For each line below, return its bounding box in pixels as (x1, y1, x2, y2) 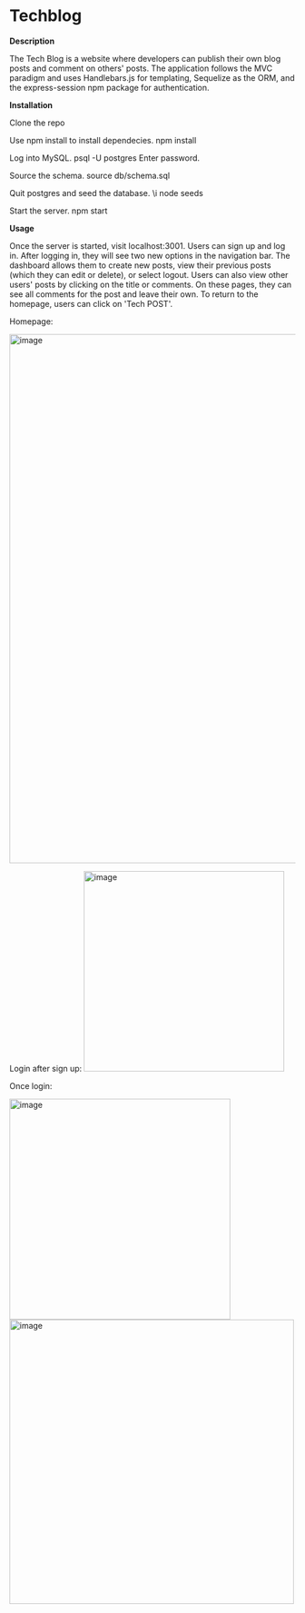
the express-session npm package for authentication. (9, 82, 211, 93)
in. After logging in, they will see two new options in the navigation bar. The (9, 250, 290, 261)
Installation (9, 99, 53, 110)
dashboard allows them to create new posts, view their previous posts (9, 260, 271, 271)
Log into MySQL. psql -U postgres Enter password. (9, 152, 201, 163)
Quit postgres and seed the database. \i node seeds (9, 187, 204, 198)
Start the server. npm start (9, 205, 108, 216)
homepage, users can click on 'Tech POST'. (9, 298, 173, 309)
